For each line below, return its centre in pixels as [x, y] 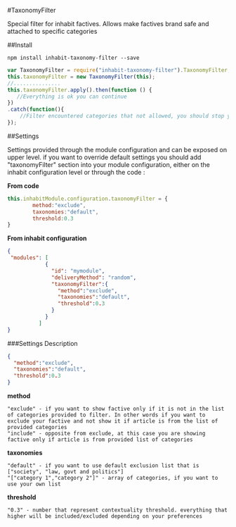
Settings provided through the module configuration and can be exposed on [117, 149]
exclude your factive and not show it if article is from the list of [113, 421]
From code [23, 185]
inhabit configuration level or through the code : [76, 172]
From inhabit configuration [47, 238]
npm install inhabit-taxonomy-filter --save [73, 58]
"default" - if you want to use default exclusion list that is [103, 466]
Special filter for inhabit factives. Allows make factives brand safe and [108, 24]
